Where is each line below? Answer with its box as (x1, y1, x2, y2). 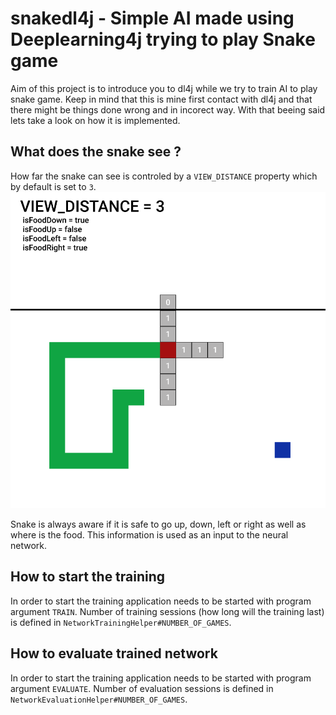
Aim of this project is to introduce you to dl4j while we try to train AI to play (10, 82, 318, 94)
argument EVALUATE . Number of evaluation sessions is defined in (10, 682, 274, 694)
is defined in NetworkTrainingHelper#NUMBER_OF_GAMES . (10, 616, 232, 628)
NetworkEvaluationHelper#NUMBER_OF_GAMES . (10, 693, 188, 705)
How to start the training (10, 568, 166, 586)
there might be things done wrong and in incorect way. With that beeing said (10, 103, 326, 116)
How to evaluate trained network (10, 645, 218, 662)
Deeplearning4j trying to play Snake (10, 28, 316, 51)
